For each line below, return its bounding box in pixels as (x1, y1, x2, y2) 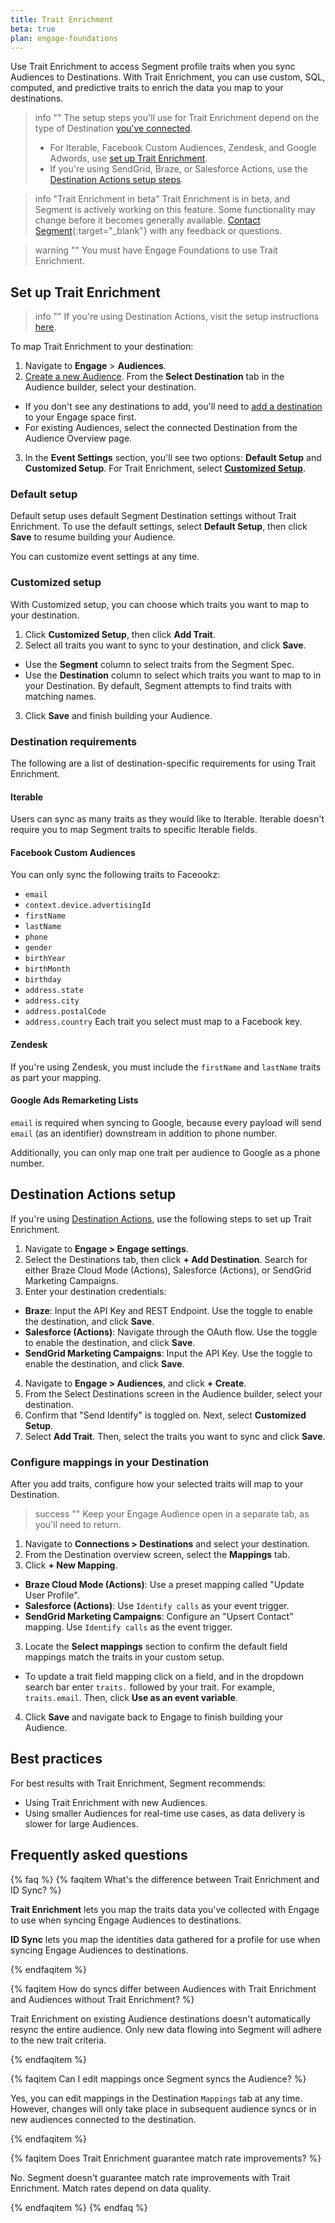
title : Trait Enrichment (10, 14, 114, 25)
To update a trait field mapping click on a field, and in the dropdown (24, 1671, 305, 1682)
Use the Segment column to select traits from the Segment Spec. (24, 658, 295, 670)
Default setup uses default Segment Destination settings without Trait (10, 510, 297, 522)
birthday (24, 975, 62, 985)
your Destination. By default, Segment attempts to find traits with (24, 679, 292, 691)
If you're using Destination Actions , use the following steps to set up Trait (10, 1212, 312, 1225)
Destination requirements (10, 734, 138, 748)
